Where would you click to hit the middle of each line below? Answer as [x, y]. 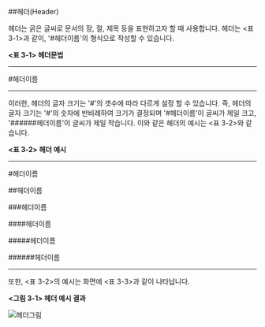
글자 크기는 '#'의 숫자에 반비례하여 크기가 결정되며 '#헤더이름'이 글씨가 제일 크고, [132, 113]
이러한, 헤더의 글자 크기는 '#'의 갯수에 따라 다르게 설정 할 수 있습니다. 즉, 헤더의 [130, 103]
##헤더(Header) [34, 11]
